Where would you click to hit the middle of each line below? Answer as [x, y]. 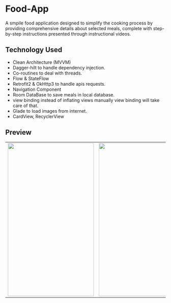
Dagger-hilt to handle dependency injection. [59, 67]
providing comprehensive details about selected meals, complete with [79, 28]
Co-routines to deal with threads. [47, 73]
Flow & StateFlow [31, 78]
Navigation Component [37, 89]
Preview [19, 132]
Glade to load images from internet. [50, 111]
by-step [13, 34]
